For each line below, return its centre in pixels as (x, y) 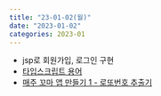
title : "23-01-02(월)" (50, 17)
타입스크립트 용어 (52, 71)
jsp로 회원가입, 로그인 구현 (68, 60)
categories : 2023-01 (48, 34)
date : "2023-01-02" (45, 26)
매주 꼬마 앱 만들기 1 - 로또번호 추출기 (87, 83)
